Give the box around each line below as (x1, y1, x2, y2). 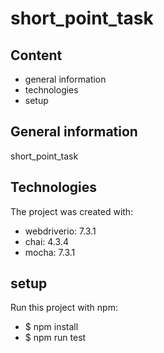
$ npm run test (24, 332, 87, 344)
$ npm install (24, 321, 79, 333)
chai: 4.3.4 (24, 235, 69, 247)
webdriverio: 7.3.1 (24, 225, 97, 237)
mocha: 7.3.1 (24, 246, 76, 258)
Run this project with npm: (10, 302, 118, 314)
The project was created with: (10, 205, 134, 217)
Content (10, 47, 63, 64)
